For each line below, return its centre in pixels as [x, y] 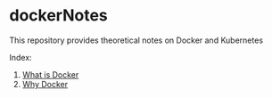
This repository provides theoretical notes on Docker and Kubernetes [136, 40]
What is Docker [50, 74]
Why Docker [45, 84]
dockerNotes [59, 16]
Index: [21, 57]
